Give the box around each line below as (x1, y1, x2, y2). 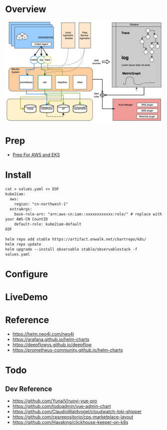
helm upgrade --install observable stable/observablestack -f (5, 247, 137, 252)
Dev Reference (5, 384, 52, 393)
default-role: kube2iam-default (14, 222, 81, 227)
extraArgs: (9, 206, 32, 211)
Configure (5, 268, 48, 280)
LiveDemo (5, 291, 48, 303)
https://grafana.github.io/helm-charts (12, 336, 89, 342)
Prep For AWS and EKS (12, 152, 60, 158)
